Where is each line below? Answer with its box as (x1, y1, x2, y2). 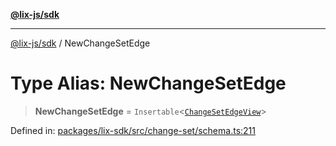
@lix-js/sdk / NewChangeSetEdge (10, 37, 151, 49)
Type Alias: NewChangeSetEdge (10, 72, 287, 95)
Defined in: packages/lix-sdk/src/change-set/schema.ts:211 (10, 124, 256, 136)
